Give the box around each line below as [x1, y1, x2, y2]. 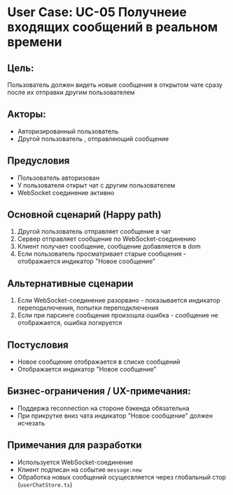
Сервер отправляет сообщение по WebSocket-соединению [17, 235, 197, 243]
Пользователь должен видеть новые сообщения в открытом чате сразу [7, 81, 223, 88]
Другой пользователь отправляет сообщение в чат [17, 227, 171, 236]
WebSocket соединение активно [17, 188, 115, 197]
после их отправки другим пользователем [7, 88, 135, 96]
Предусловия [7, 155, 70, 167]
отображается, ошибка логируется [17, 319, 122, 327]
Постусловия [7, 338, 69, 351]
